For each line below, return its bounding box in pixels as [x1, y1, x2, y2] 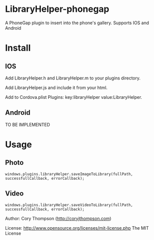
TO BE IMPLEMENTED [5, 121, 50, 127]
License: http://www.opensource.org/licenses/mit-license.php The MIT [5, 225, 149, 231]
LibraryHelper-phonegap [5, 3, 110, 15]
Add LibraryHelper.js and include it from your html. [5, 84, 108, 90]
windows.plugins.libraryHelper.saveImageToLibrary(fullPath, [5, 171, 133, 176]
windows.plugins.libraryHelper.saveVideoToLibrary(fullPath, [5, 202, 133, 207]
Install [5, 42, 31, 54]
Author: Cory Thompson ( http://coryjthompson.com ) [5, 215, 112, 221]
